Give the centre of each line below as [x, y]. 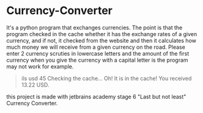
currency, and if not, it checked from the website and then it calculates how [102, 40]
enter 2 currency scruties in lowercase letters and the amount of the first [98, 53]
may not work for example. [40, 66]
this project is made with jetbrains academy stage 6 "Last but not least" [96, 97]
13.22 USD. [35, 85]
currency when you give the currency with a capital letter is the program [97, 60]
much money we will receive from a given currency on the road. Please [96, 47]
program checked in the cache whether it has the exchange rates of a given [102, 34]
